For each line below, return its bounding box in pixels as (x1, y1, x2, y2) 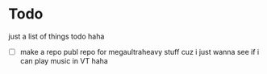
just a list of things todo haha (8, 31, 105, 41)
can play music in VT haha (19, 56, 109, 65)
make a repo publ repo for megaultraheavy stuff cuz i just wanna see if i (19, 47, 260, 56)
